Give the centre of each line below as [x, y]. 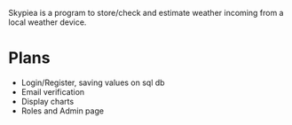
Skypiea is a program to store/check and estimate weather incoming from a [146, 13]
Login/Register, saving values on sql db [93, 82]
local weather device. [47, 22]
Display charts [47, 101]
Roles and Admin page [62, 111]
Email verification [53, 91]
